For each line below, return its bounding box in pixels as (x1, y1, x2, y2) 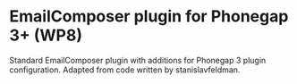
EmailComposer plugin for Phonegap (9, 6, 289, 27)
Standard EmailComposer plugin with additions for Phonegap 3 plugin (9, 55, 267, 65)
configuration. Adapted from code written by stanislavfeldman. (9, 64, 241, 75)
